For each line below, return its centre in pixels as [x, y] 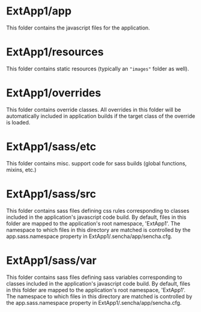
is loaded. [18, 122]
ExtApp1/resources [55, 52]
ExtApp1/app [39, 11]
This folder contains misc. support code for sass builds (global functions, [97, 163]
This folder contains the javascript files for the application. [78, 28]
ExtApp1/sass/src [51, 194]
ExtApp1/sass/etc [51, 147]
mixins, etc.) [22, 170]
